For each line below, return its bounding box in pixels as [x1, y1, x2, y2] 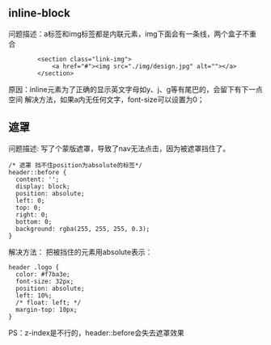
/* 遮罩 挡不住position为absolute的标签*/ [8, 161, 143, 169]
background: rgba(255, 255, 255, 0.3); [15, 225, 150, 233]
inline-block [8, 6, 70, 20]
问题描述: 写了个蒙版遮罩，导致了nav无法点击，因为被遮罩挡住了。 [8, 143, 231, 153]
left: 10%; [15, 291, 53, 300]
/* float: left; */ [15, 298, 82, 306]
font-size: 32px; [15, 277, 74, 285]
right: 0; [15, 210, 49, 219]
